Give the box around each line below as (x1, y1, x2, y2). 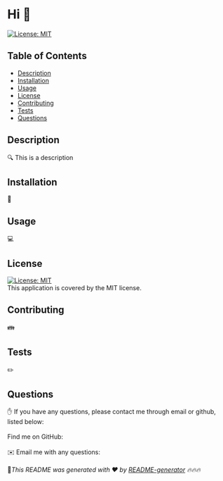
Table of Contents (7, 50, 88, 62)
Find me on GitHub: (7, 432, 64, 441)
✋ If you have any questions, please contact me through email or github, (7, 408, 216, 416)
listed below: (7, 418, 44, 426)
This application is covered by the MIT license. (7, 284, 142, 292)
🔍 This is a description (7, 153, 74, 161)
